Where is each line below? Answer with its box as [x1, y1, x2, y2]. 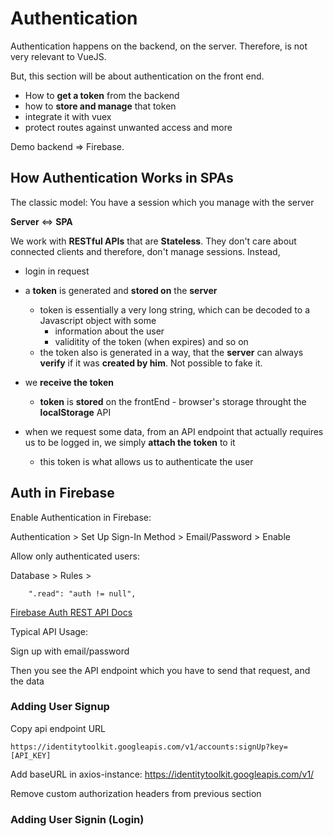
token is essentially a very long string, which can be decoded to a [39, 303, 311, 316]
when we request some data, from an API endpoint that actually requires [24, 425, 324, 437]
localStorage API [39, 406, 112, 418]
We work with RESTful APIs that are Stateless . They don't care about [10, 235, 297, 247]
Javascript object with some [39, 314, 157, 326]
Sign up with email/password [10, 645, 130, 657]
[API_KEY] [10, 750, 52, 761]
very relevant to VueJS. [10, 50, 107, 62]
